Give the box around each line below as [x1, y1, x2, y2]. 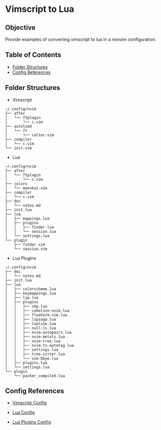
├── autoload [5, 124, 32, 129]
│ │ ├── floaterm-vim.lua [5, 312, 68, 317]
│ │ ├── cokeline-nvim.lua [5, 308, 70, 313]
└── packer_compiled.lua [14, 373, 65, 378]
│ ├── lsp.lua [5, 295, 39, 300]
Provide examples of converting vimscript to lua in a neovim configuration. [5, 36, 157, 42]
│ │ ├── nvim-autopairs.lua [5, 330, 72, 335]
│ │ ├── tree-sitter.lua [5, 352, 65, 357]
